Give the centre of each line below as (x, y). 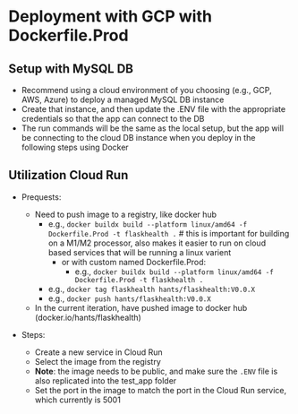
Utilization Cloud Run (68, 175)
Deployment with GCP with (110, 17)
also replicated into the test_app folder (106, 380)
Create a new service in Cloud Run (98, 352)
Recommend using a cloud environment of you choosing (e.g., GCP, (146, 90)
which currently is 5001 (78, 400)
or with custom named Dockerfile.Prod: (134, 262)
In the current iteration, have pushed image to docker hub (141, 307)
